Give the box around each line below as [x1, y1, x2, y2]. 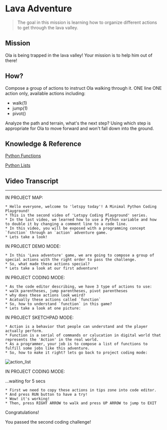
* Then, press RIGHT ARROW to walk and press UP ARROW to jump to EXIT [5, 401, 157, 406]
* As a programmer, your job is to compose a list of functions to [5, 342, 148, 347]
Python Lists [5, 162, 31, 169]
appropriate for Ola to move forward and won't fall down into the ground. [5, 125, 154, 131]
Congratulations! [5, 410, 39, 416]
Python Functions [5, 153, 41, 159]
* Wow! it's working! [5, 396, 50, 402]
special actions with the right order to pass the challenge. [5, 257, 137, 262]
